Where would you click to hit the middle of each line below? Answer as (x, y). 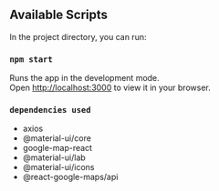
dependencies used (50, 110)
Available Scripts (58, 15)
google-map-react (57, 148)
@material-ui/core (57, 138)
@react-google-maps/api (70, 177)
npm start (31, 59)
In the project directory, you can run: (78, 36)
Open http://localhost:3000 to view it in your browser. (110, 88)
